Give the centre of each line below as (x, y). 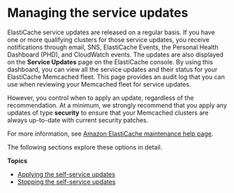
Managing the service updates (98, 13)
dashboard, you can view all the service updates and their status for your (112, 69)
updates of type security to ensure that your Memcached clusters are (108, 113)
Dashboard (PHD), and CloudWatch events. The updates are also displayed (115, 55)
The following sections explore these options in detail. (85, 147)
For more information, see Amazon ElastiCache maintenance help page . (110, 134)
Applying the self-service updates (66, 174)
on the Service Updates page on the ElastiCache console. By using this (110, 62)
